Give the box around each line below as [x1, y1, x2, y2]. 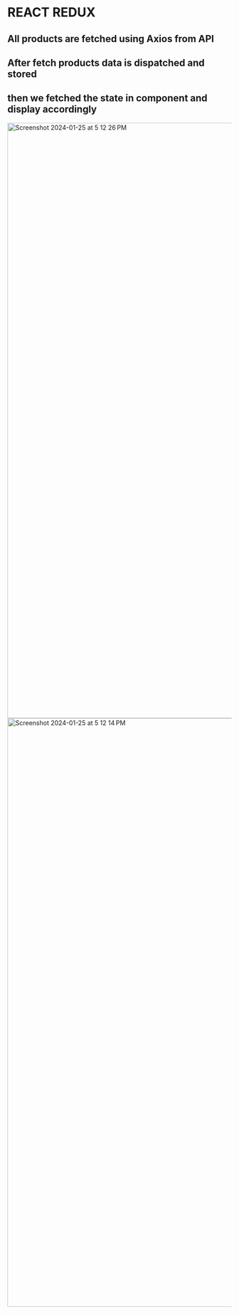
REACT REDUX [7, 4, 96, 21]
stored [7, 68, 37, 80]
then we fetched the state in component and [7, 92, 208, 104]
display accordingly [7, 103, 97, 116]
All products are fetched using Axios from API [7, 33, 215, 45]
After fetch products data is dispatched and [7, 56, 205, 68]
